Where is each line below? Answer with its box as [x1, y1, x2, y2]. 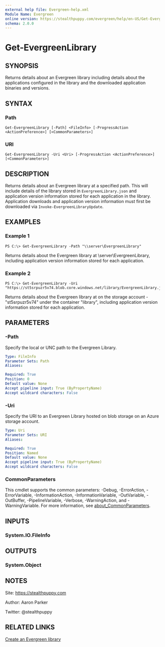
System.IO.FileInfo [5, 531, 51, 538]
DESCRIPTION [5, 170, 49, 178]
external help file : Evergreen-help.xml [5, 7, 89, 12]
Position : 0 [5, 377, 29, 382]
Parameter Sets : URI [5, 432, 48, 438]
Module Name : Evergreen [5, 12, 54, 17]
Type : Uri [5, 428, 26, 433]
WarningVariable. [5, 502, 40, 509]
